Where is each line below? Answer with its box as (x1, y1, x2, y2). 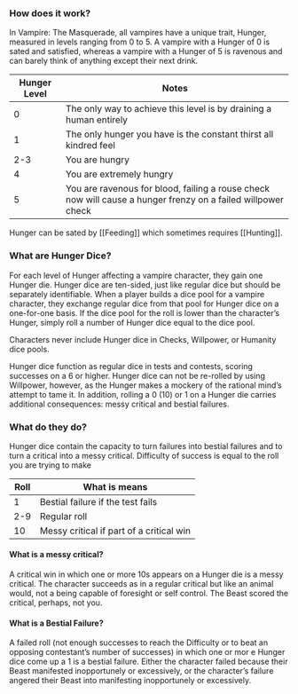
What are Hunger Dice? (9, 249, 112, 262)
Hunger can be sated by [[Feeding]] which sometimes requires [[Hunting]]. (9, 227, 283, 238)
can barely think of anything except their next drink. (9, 56, 198, 67)
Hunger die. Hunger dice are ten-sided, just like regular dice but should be (9, 279, 281, 290)
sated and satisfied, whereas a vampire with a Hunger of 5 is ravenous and (9, 46, 283, 57)
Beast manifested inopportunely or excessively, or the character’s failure (9, 666, 274, 676)
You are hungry (65, 154, 130, 166)
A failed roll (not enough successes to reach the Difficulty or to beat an (9, 637, 269, 648)
